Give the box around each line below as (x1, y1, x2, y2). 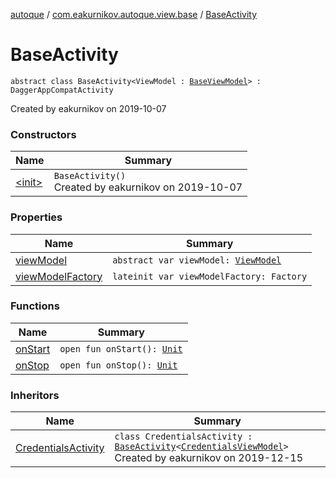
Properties (10, 210, 63, 224)
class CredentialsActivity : (114, 431, 253, 443)
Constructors (10, 127, 77, 141)
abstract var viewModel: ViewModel (112, 254, 282, 266)
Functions (10, 299, 60, 313)
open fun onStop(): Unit (59, 359, 178, 371)
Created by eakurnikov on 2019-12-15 (114, 451, 304, 465)
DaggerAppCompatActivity (10, 85, 114, 95)
